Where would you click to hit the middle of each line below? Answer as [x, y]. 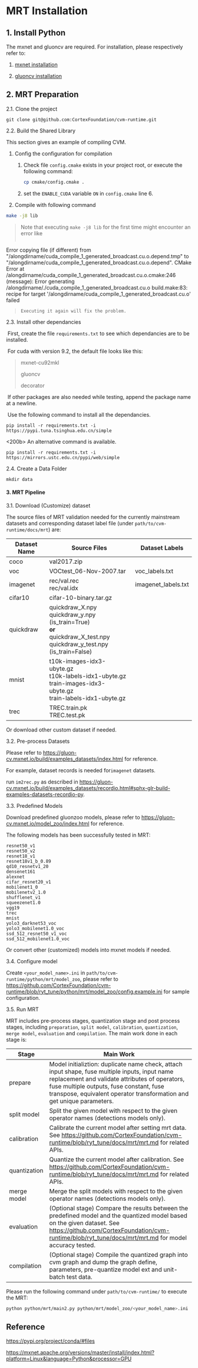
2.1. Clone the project [32, 109]
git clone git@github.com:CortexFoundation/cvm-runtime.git [82, 119]
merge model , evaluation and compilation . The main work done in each [92, 1033]
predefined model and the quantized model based [118, 1216]
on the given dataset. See [84, 1223]
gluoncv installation [38, 76]
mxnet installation [36, 64]
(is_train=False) [71, 651]
